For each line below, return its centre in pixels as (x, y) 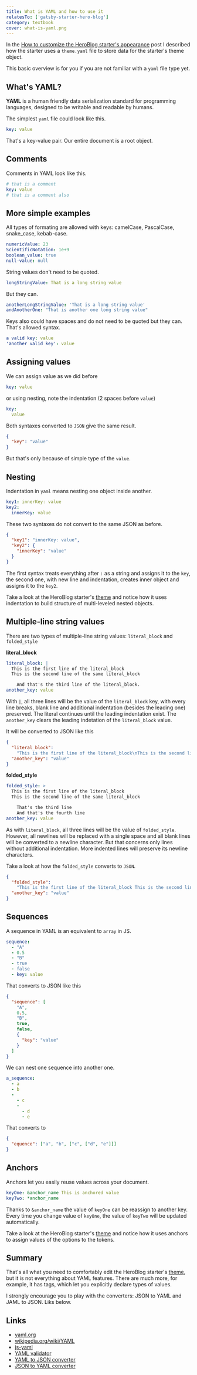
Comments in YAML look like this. (46, 173)
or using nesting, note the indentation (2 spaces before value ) (81, 398)
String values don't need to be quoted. (52, 272)
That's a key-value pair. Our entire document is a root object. (80, 140)
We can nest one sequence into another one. (60, 1068)
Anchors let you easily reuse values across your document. (78, 1182)
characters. (20, 854)
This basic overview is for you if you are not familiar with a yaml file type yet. (98, 69)
